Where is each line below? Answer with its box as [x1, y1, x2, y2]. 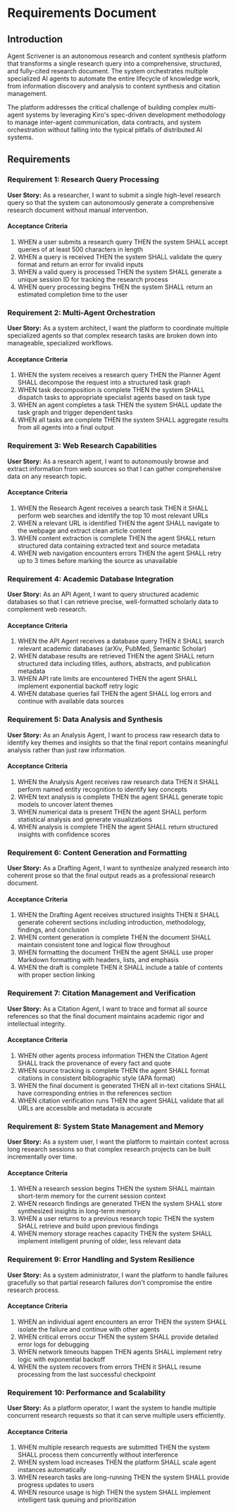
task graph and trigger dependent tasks [17, 408, 133, 417]
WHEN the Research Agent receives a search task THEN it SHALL [17, 504, 209, 512]
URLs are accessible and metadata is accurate [17, 1103, 153, 1112]
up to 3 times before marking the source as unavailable [17, 556, 178, 564]
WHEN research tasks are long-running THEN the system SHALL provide [17, 1473, 230, 1481]
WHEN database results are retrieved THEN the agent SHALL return [17, 652, 215, 660]
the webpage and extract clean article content [17, 526, 152, 535]
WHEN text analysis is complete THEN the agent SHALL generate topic [17, 793, 224, 801]
